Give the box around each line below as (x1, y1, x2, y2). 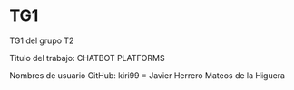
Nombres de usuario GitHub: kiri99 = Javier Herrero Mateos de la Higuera (9, 69, 286, 81)
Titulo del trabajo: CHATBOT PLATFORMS (9, 52, 165, 63)
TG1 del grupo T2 (9, 35, 74, 46)
